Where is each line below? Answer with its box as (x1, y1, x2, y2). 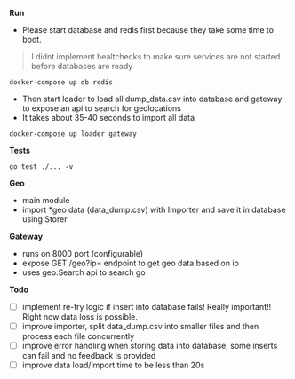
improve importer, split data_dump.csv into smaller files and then (21, 321, 259, 332)
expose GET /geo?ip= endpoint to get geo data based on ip (21, 257, 240, 268)
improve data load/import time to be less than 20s (21, 359, 205, 371)
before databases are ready (30, 61, 133, 71)
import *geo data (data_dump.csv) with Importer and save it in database (21, 204, 286, 215)
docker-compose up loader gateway (9, 130, 138, 138)
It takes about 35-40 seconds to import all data (21, 113, 195, 122)
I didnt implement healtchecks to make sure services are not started (30, 51, 281, 61)
